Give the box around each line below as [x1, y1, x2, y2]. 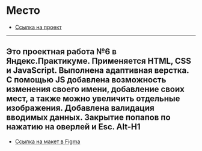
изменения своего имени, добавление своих [6, 84, 185, 94]
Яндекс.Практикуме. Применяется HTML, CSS [6, 56, 191, 66]
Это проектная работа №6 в [6, 46, 117, 57]
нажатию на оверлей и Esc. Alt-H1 [6, 122, 141, 132]
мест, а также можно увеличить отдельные [6, 94, 180, 104]
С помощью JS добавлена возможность [6, 75, 167, 85]
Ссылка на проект [14, 23, 62, 31]
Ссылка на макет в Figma [14, 138, 81, 145]
